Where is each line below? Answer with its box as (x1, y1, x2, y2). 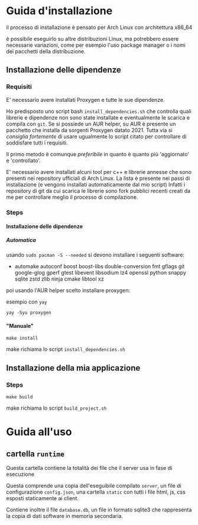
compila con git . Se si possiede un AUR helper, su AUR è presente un (6, 120, 176, 127)
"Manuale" (6, 322, 34, 329)
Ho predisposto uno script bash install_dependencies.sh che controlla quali (6, 108, 192, 115)
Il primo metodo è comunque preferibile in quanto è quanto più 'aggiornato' (6, 150, 190, 157)
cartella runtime (6, 449, 65, 459)
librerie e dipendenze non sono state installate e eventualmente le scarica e (6, 114, 190, 121)
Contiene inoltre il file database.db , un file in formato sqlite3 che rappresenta (6, 506, 192, 513)
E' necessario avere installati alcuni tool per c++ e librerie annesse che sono (6, 168, 192, 175)
